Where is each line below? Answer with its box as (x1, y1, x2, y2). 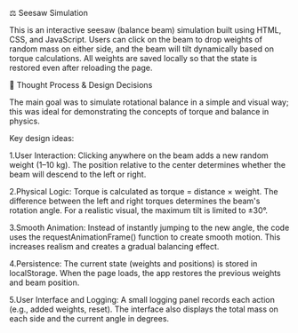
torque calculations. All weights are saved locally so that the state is (9, 53, 258, 63)
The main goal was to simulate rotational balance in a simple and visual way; (9, 97, 289, 107)
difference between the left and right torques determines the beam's (9, 195, 261, 206)
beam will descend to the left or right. (9, 169, 147, 179)
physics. (9, 115, 40, 126)
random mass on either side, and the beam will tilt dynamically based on (9, 44, 274, 54)
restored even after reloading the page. (9, 62, 153, 73)
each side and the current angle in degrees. (9, 313, 170, 323)
